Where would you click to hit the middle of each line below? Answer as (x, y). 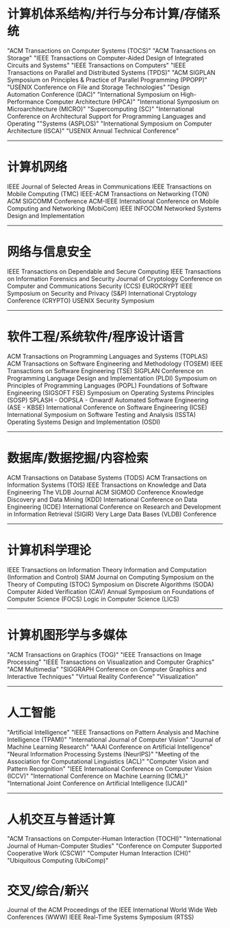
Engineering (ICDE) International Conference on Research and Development (114, 507)
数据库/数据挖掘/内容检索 (78, 458)
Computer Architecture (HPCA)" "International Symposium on (132, 102)
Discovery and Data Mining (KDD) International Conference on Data (102, 499)
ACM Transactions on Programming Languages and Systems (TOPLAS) (108, 356)
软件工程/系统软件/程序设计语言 (96, 337)
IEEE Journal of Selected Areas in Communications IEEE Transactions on (110, 187)
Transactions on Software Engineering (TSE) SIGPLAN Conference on (105, 370)
